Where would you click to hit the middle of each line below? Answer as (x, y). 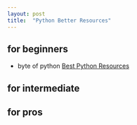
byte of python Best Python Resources (73, 66)
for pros (25, 113)
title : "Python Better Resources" (59, 20)
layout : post (26, 14)
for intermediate (44, 88)
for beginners (38, 49)
